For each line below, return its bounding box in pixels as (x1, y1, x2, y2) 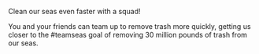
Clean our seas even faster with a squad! (8, 7, 141, 16)
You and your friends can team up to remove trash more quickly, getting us (8, 22, 251, 31)
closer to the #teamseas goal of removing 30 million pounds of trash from (8, 31, 248, 39)
